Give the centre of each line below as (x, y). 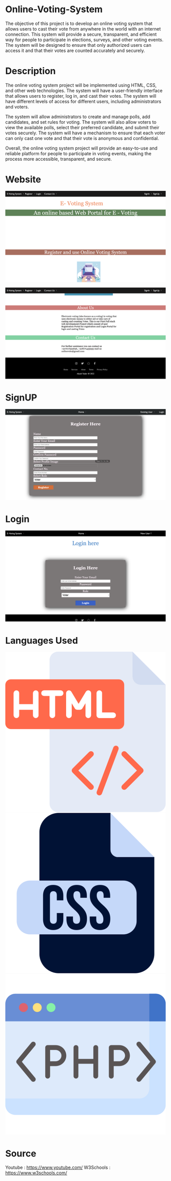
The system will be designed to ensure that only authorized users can (78, 45)
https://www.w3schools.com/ (36, 1173)
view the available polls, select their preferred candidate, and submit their (82, 127)
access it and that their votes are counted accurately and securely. (75, 50)
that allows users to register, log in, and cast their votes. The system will (81, 96)
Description (31, 71)
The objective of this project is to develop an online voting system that (79, 23)
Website (23, 180)
